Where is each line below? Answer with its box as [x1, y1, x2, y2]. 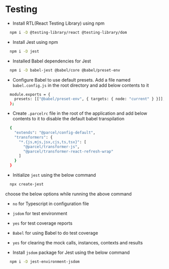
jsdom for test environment [12, 210, 67, 216]
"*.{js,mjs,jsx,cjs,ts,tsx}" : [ [18, 140, 87, 145]
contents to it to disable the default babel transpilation [12, 116, 125, 122]
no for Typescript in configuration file [12, 200, 90, 207]
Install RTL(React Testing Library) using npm [12, 20, 105, 26]
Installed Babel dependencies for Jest [12, 58, 92, 64]
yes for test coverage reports [12, 220, 73, 226]
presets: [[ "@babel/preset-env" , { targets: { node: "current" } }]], [14, 97, 165, 102]
